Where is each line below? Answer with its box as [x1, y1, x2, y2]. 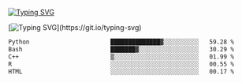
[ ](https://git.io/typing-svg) [8, 23, 142, 32]
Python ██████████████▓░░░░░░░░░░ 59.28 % [8, 38, 235, 46]
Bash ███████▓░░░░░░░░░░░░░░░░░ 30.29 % [8, 45, 235, 53]
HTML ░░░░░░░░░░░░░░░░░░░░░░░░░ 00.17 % [8, 67, 235, 75]
